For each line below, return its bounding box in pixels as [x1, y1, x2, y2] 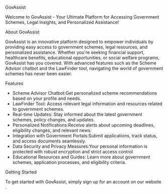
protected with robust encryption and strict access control [12, 149, 133, 154]
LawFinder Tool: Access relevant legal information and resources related [12, 101, 162, 107]
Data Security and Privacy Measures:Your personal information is [12, 143, 148, 149]
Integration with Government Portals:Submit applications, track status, [12, 133, 158, 138]
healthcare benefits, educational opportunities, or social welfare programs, [5, 55, 159, 61]
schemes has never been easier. [5, 71, 72, 77]
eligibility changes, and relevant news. [12, 127, 92, 133]
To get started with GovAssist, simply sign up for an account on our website [5, 179, 161, 184]
